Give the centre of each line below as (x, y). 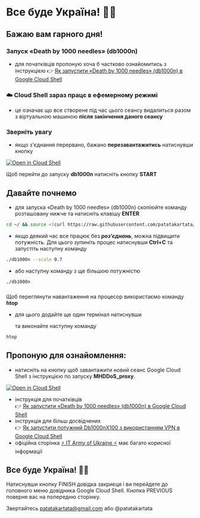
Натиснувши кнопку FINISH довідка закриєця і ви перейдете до (87, 484)
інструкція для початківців (48, 399)
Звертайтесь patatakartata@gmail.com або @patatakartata (79, 508)
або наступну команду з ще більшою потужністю (78, 271)
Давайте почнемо (42, 193)
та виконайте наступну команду (56, 326)
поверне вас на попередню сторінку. (54, 497)
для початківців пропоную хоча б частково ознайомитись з (90, 64)
